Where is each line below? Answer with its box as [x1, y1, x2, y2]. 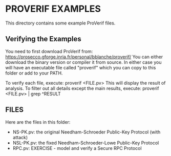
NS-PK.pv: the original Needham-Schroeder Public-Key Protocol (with [12, 128, 161, 135]
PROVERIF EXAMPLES [5, 3, 101, 15]
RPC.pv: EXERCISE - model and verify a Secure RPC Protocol [12, 145, 142, 151]
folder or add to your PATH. [5, 70, 63, 76]
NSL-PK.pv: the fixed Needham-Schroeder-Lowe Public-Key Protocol [12, 140, 159, 146]
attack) [12, 134, 28, 140]
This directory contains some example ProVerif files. [5, 20, 116, 26]
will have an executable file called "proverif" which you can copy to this [5, 64, 156, 70]
